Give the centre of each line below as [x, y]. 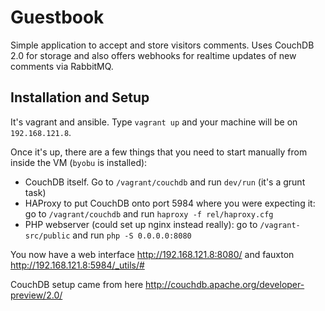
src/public [47, 236]
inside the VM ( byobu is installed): [79, 162]
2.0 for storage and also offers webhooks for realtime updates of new [153, 55]
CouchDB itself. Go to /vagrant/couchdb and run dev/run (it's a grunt [165, 182]
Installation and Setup [80, 97]
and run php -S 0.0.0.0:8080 [132, 235]
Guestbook [57, 17]
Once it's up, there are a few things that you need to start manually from [159, 152]
